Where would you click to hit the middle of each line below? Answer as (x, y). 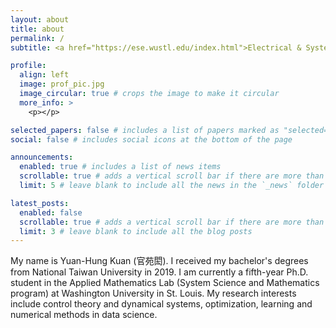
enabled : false (51, 212)
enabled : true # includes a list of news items (120, 167)
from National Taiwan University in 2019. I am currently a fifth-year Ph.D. (159, 272)
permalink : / (37, 38)
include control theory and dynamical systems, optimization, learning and (161, 304)
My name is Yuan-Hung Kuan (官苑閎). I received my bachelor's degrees (159, 261)
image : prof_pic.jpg (62, 84)
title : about (37, 29)
